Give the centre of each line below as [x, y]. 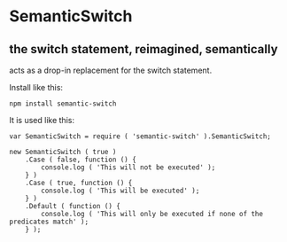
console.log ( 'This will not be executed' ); [128, 168]
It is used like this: [42, 120]
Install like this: [36, 87]
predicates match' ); [49, 222]
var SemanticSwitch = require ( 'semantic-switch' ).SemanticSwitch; [140, 137]
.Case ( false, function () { [81, 160]
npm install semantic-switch [63, 104]
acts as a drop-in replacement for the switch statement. [111, 70]
